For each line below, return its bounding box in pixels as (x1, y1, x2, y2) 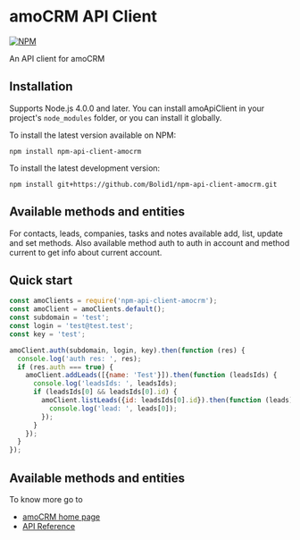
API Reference (21, 520, 76, 531)
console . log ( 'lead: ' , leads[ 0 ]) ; (48, 404, 178, 413)
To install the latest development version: (9, 163, 161, 173)
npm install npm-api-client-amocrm (9, 147, 142, 156)
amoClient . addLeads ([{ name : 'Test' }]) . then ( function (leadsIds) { (25, 371, 278, 380)
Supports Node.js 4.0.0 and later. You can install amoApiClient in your (9, 103, 265, 114)
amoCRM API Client (9, 6, 158, 27)
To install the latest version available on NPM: (9, 130, 177, 140)
